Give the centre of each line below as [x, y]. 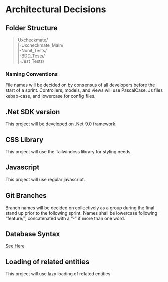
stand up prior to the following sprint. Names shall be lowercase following [81, 213]
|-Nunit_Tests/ [32, 51]
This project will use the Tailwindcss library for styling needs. [68, 151]
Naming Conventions [32, 74]
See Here [15, 246]
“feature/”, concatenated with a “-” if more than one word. [65, 218]
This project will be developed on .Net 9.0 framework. [61, 124]
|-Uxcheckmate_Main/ [40, 45]
